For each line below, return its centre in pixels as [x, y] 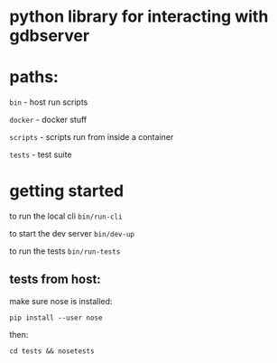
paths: [34, 77]
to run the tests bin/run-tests [65, 251]
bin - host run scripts [49, 102]
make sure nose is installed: [61, 301]
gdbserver [50, 36]
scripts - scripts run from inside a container [92, 137]
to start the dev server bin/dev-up [72, 234]
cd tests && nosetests [52, 351]
